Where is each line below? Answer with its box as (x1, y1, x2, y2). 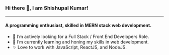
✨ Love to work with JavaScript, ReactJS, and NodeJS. (12, 44, 127, 50)
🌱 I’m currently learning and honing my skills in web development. (12, 38, 149, 44)
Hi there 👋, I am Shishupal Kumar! (5, 4, 89, 11)
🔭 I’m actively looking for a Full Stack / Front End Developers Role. (12, 33, 149, 39)
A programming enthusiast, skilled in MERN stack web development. (5, 22, 152, 28)
